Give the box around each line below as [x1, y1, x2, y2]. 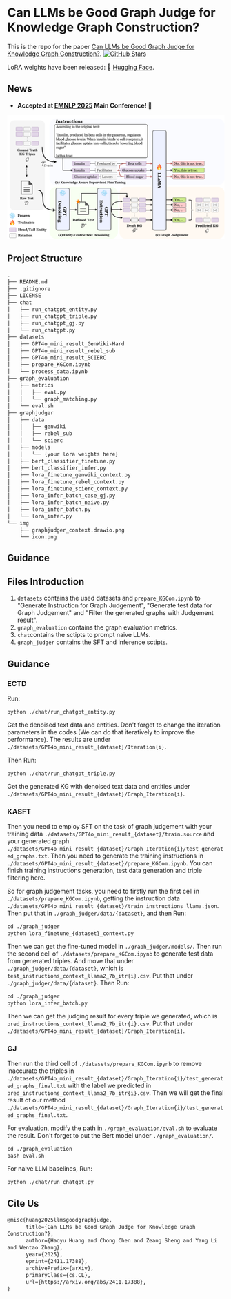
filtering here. [7, 874, 46, 882]
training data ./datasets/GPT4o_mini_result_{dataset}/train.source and [7, 829, 215, 838]
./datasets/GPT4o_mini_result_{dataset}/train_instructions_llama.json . [7, 902, 219, 910]
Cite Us [7, 1198, 39, 1209]
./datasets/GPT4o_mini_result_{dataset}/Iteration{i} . [7, 743, 167, 751]
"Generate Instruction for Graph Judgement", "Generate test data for [17, 601, 212, 610]
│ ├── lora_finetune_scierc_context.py [7, 485, 128, 492]
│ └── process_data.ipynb [7, 368, 88, 375]
